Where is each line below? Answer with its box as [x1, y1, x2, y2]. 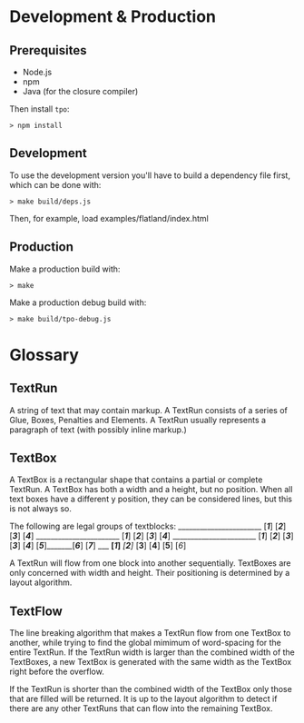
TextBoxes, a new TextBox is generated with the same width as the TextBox [9, 657, 292, 668]
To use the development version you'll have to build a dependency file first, [9, 170, 290, 181]
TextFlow [9, 603, 64, 619]
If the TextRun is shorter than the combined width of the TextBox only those [9, 684, 292, 695]
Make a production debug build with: [9, 297, 147, 308]
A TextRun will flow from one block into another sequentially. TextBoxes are [9, 558, 291, 569]
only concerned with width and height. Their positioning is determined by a [9, 568, 290, 579]
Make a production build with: [9, 263, 121, 274]
